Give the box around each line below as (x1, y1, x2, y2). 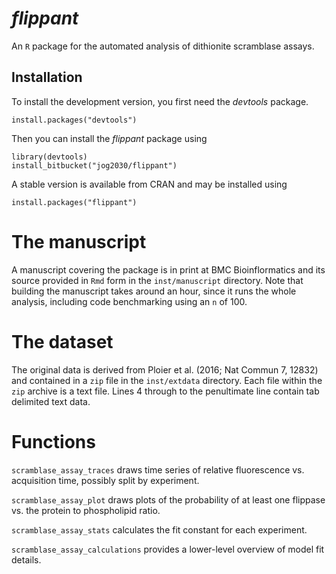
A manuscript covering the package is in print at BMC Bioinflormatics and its (11, 263, 326, 276)
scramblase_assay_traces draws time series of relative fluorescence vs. (11, 463, 305, 476)
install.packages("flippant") (11, 197, 138, 207)
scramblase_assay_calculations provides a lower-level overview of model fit (11, 543, 325, 555)
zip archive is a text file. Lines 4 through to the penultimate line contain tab (11, 385, 320, 397)
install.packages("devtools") (11, 115, 138, 125)
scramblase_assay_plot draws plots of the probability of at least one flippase (11, 493, 326, 506)
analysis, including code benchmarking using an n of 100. (11, 295, 248, 307)
